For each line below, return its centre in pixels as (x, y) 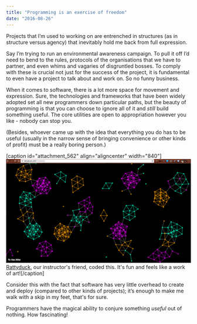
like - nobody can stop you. (39, 120)
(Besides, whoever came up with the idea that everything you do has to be (96, 132)
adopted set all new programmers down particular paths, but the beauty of (96, 102)
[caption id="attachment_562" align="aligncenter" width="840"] (84, 156)
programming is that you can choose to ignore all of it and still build (87, 108)
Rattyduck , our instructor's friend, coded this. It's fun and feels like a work (96, 267)
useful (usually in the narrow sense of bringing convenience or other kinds (96, 138)
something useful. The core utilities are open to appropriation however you (96, 115)
